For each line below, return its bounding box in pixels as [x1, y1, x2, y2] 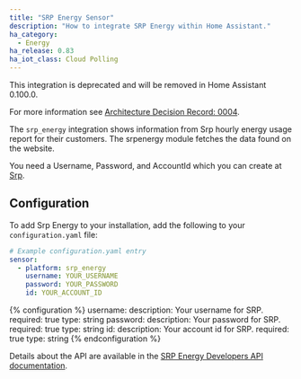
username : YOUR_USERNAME [25, 271, 119, 281]
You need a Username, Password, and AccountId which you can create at [9, 161, 282, 171]
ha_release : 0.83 [9, 47, 75, 56]
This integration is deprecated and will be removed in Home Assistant [9, 80, 267, 90]
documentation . [9, 360, 68, 371]
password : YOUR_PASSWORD [25, 280, 119, 289]
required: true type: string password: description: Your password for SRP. [9, 314, 281, 325]
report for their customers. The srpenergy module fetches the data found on [9, 134, 292, 144]
